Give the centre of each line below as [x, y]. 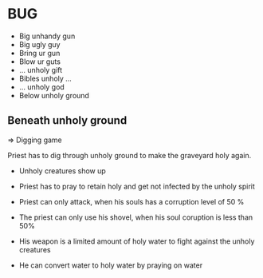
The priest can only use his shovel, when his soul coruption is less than [136, 217]
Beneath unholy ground [67, 121]
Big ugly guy [39, 44]
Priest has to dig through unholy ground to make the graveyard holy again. [130, 155]
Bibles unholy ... [45, 78]
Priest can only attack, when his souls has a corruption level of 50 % [131, 201]
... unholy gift [41, 69]
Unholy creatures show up [63, 171]
